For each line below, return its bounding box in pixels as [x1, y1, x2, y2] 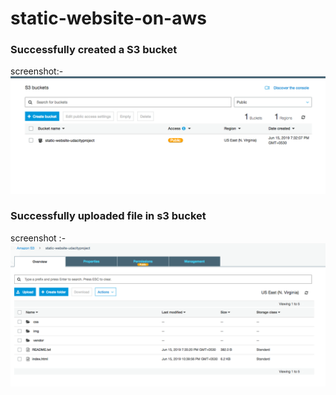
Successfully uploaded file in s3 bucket [10, 209, 207, 223]
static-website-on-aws [10, 7, 207, 30]
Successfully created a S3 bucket [10, 43, 178, 57]
